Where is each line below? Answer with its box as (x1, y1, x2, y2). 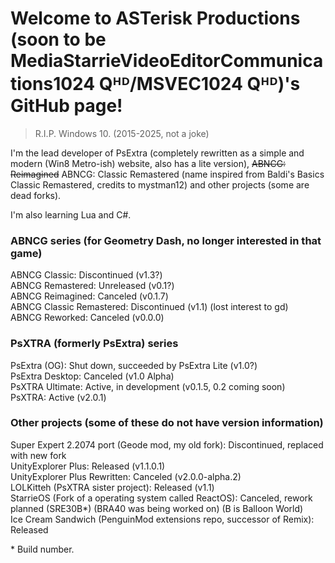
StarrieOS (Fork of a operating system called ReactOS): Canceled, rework (10, 492, 313, 504)
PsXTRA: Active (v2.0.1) (10, 391, 107, 403)
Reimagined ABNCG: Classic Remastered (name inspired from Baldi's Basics (10, 168, 325, 180)
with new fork (10, 449, 67, 461)
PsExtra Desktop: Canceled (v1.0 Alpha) (10, 370, 175, 382)
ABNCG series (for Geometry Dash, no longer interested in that (10, 233, 322, 247)
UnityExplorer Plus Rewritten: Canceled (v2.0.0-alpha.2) (10, 470, 242, 482)
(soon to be (10, 28, 107, 51)
